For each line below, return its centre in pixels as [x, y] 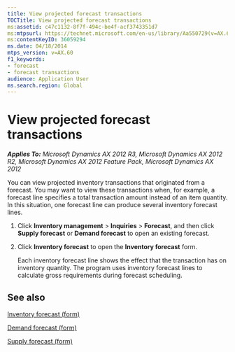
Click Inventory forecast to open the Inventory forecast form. [107, 247]
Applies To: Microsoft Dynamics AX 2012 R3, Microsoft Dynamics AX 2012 [115, 154]
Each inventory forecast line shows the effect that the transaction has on [122, 260]
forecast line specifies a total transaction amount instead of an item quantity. [117, 197]
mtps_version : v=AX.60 [40, 53]
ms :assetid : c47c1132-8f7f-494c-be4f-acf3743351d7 [83, 27]
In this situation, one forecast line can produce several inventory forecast [113, 205]
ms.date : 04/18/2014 [37, 46]
